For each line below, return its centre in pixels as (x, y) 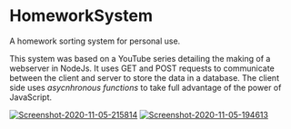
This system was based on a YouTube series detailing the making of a (140, 58)
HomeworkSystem (81, 16)
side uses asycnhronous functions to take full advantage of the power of (145, 87)
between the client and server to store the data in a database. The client (145, 77)
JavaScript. (31, 97)
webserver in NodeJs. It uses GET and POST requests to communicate (142, 68)
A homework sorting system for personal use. (95, 41)
